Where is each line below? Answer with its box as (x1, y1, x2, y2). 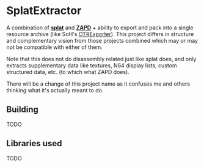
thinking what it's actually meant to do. (6, 86, 104, 94)
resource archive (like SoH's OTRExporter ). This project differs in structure (6, 30, 194, 37)
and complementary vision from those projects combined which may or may (6, 37, 199, 44)
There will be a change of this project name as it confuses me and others (6, 80, 191, 87)
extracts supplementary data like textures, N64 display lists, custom (6, 62, 177, 69)
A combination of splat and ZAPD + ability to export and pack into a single (6, 24, 194, 31)
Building (6, 105, 38, 115)
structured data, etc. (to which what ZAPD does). (6, 68, 130, 75)
